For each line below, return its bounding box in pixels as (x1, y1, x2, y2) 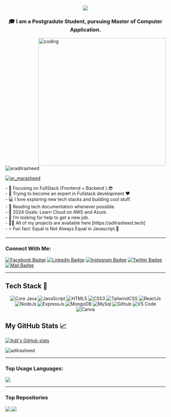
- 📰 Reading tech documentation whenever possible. (5, 204, 116, 210)
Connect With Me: (5, 245, 51, 252)
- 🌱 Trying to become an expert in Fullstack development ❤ (5, 190, 130, 197)
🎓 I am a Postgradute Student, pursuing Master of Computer (8, 18, 163, 25)
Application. (70, 26, 101, 33)
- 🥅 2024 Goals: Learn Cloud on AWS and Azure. (5, 209, 108, 215)
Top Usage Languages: (5, 365, 64, 372)
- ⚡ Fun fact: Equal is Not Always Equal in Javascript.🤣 (5, 226, 119, 232)
